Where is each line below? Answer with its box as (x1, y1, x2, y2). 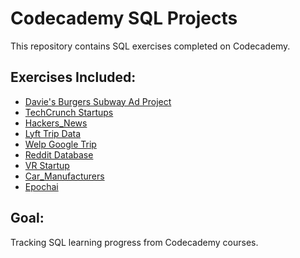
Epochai (24, 180, 59, 192)
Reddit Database (24, 148, 94, 161)
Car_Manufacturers (24, 170, 105, 182)
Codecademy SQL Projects (10, 7, 238, 30)
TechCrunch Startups (24, 106, 114, 118)
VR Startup (24, 159, 70, 171)
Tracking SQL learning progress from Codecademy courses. (10, 236, 259, 248)
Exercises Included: (10, 69, 137, 86)
